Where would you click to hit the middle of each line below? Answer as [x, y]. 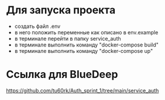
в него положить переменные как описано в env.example [86, 32]
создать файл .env [37, 26]
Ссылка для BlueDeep [62, 75]
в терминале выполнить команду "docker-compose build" [87, 45]
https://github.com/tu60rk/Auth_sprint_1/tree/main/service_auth [82, 90]
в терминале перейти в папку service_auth [68, 38]
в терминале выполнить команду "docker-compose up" [84, 51]
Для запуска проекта [61, 10]
